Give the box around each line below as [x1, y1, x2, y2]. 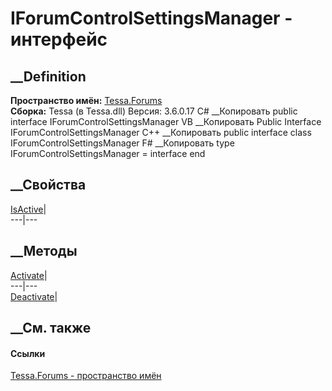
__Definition [10, 68, 87, 85]
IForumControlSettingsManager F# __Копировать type [10, 137, 235, 149]
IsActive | [10, 203, 47, 215]
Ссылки [10, 347, 46, 359]
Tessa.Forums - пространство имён [10, 370, 162, 382]
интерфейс [10, 28, 108, 51]
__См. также [10, 320, 92, 337]
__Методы [10, 243, 78, 260]
